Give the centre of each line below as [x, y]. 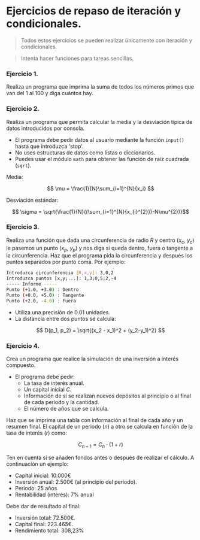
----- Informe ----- [32, 284]
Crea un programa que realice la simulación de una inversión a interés [92, 359]
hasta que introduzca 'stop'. [49, 146]
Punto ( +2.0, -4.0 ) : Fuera [41, 301]
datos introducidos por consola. [46, 128]
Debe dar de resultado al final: [43, 506]
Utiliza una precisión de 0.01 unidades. [63, 312]
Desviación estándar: [32, 200]
